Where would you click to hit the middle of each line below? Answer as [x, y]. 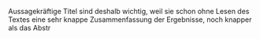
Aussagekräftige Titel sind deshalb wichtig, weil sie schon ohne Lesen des [129, 11]
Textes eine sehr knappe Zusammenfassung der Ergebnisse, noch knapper [130, 19]
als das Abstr [30, 28]
